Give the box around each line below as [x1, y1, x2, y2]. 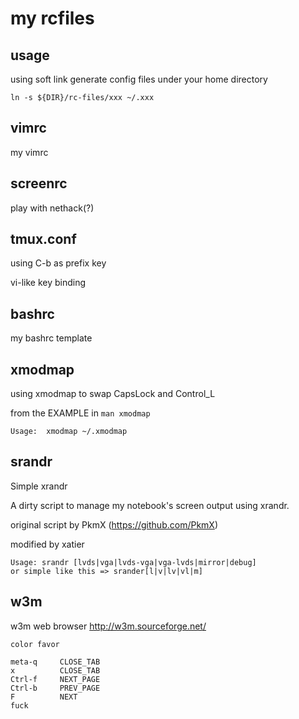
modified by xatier [10, 538, 85, 550]
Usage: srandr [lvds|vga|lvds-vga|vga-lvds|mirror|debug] [10, 557, 257, 567]
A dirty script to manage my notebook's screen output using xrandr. [10, 499, 290, 511]
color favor [10, 639, 60, 649]
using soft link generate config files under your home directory [10, 73, 268, 85]
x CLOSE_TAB [10, 665, 101, 676]
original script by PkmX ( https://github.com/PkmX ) [10, 518, 218, 531]
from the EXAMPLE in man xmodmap [10, 407, 151, 419]
